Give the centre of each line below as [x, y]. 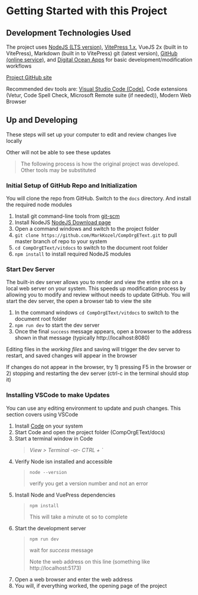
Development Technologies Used [69, 33]
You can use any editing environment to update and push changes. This [94, 408]
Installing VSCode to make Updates [58, 395]
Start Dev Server [30, 269]
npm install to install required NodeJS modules [73, 254]
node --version [48, 472]
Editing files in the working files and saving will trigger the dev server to [93, 349]
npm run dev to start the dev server [57, 325]
